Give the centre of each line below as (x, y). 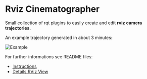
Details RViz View (30, 71)
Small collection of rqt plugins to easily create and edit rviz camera (73, 23)
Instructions (24, 66)
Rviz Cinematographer (52, 9)
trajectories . (18, 28)
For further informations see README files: (49, 57)
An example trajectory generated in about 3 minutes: (59, 38)
